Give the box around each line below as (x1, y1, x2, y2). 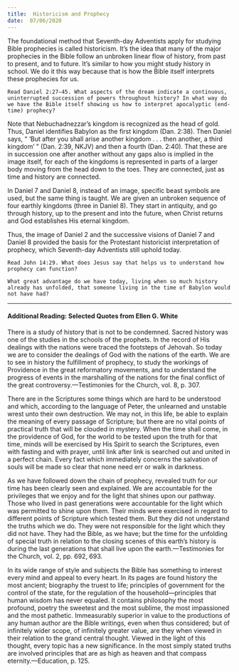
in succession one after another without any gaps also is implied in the (7, 149, 214, 158)
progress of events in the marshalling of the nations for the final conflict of (7, 373, 225, 382)
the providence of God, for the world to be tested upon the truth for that (7, 432, 218, 441)
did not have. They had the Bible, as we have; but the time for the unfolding (7, 529, 228, 537)
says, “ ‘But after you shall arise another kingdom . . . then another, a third (7, 135, 223, 143)
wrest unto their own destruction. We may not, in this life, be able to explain (7, 409, 228, 418)
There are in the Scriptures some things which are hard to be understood (7, 394, 221, 403)
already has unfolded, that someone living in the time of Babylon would (7, 284, 231, 291)
